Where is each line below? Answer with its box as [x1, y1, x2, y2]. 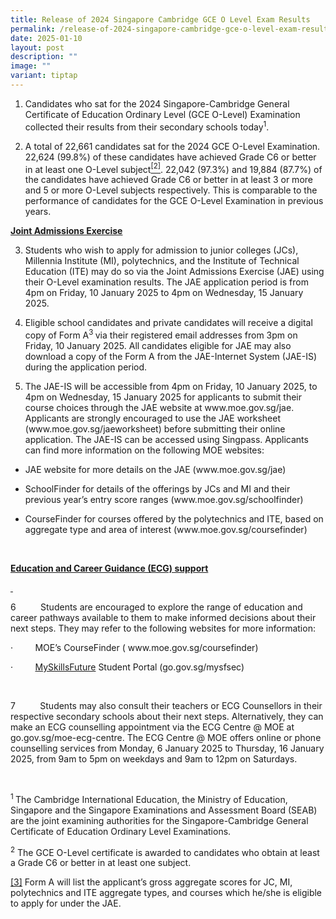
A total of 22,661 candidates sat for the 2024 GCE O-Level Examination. [24, 140, 321, 152]
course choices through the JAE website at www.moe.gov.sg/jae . [24, 401, 295, 413]
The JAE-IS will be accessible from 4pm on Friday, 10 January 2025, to [24, 380, 318, 392]
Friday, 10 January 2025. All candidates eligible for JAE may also [24, 339, 292, 351]
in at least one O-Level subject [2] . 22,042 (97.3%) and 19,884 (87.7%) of [24, 161, 323, 175]
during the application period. [24, 361, 148, 373]
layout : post [10, 42, 65, 53]
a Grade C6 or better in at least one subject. [10, 857, 192, 869]
